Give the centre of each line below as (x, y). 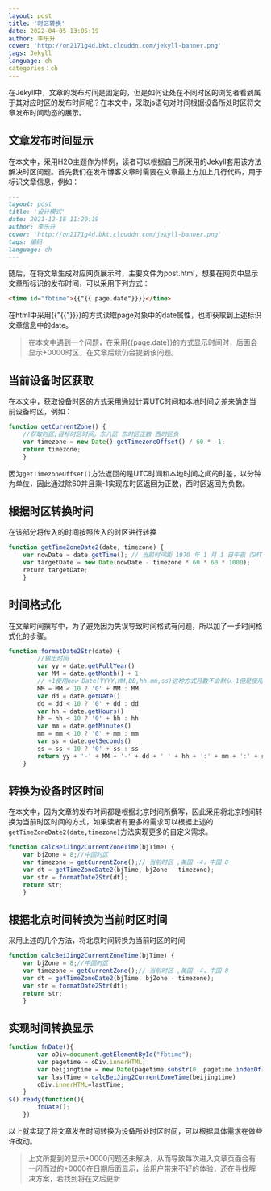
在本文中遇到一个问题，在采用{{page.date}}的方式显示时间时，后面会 (143, 342)
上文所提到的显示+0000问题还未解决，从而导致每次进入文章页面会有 (142, 1158)
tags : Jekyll (30, 53)
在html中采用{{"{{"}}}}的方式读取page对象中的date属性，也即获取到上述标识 (135, 315)
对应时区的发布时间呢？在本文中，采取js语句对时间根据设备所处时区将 (138, 103)
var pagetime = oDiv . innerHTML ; (92, 1062)
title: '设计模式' (37, 212)
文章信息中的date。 (41, 325)
